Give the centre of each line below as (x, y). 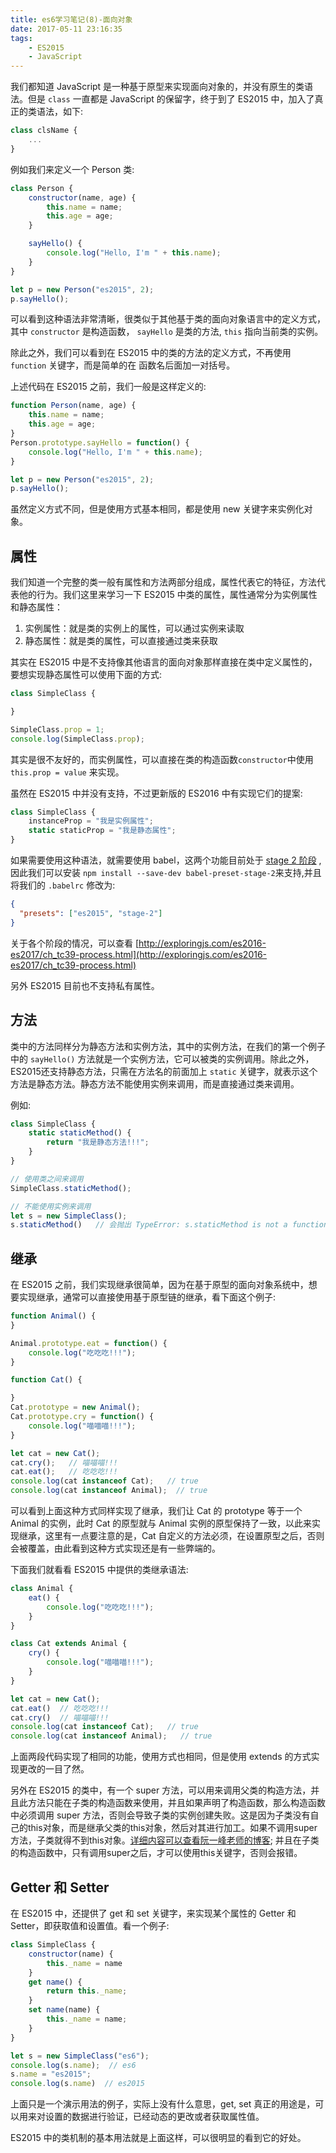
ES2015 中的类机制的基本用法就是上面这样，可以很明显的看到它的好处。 (158, 2138)
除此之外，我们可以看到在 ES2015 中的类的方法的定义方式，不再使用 (151, 353)
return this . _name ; (87, 1991)
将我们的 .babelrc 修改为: (63, 885)
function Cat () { (46, 1380)
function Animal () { (53, 1316)
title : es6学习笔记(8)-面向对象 (71, 19)
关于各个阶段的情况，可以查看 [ (75, 943)
